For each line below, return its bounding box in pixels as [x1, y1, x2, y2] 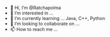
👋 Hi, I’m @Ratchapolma [10, 5, 61, 10]
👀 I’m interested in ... [10, 10, 54, 16]
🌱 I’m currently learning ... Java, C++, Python [10, 15, 105, 21]
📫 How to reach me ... [10, 26, 58, 32]
